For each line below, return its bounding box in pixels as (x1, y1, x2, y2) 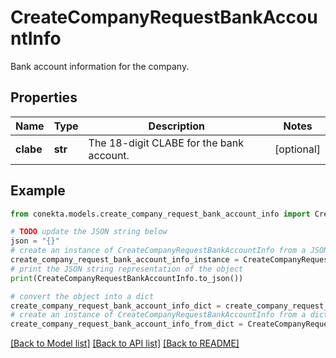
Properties (10, 89, 78, 106)
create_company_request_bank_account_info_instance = (10, 255, 240, 265)
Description (148, 119, 206, 133)
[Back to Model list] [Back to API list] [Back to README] (10, 337, 240, 350)
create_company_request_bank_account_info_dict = (10, 301, 222, 311)
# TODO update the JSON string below (10, 227, 168, 237)
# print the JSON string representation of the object (10, 264, 244, 274)
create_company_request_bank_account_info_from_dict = (10, 319, 244, 330)
